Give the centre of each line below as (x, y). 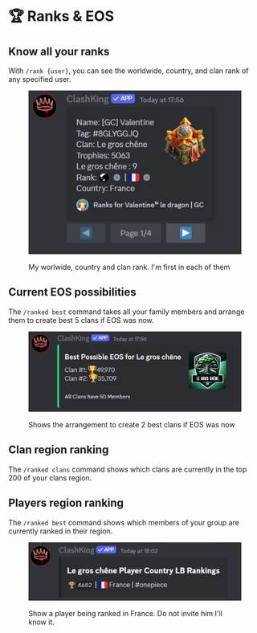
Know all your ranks (59, 51)
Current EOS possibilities (72, 292)
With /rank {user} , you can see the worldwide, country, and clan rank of (128, 71)
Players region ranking (66, 503)
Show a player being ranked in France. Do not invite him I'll (126, 614)
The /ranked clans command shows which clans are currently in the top (128, 469)
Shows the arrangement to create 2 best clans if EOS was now (132, 424)
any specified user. (40, 79)
